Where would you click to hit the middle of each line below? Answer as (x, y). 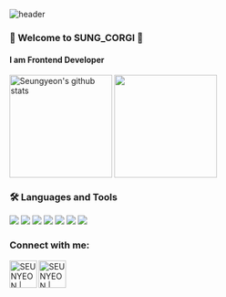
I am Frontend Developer (57, 59)
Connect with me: (50, 245)
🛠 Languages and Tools (64, 197)
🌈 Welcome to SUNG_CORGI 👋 (77, 37)
